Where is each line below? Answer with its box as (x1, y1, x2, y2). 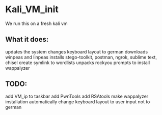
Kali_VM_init (5, 4, 59, 15)
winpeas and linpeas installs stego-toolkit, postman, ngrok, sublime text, (5, 54, 157, 60)
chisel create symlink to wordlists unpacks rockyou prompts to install (5, 60, 150, 66)
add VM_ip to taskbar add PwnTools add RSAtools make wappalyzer (5, 93, 149, 99)
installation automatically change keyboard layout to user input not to (5, 98, 150, 105)
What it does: (5, 35, 49, 44)
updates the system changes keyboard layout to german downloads (5, 48, 148, 54)
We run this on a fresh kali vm (5, 20, 68, 26)
